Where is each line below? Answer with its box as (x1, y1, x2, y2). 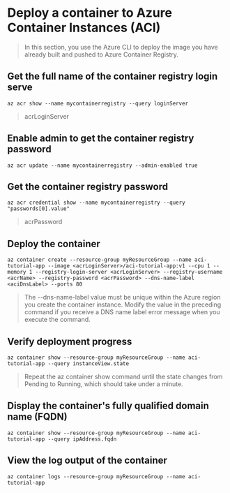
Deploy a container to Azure (7, 5, 173, 21)
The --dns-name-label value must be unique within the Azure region (24, 293, 221, 302)
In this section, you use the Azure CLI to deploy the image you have (24, 43, 218, 51)
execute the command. (24, 316, 91, 324)
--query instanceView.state (47, 360, 130, 367)
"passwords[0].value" (7, 205, 70, 212)
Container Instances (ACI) (7, 20, 161, 36)
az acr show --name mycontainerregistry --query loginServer (7, 100, 189, 107)
